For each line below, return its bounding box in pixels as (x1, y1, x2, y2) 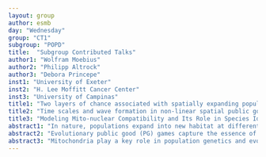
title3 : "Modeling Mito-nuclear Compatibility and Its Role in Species (8, 115, 249, 123)
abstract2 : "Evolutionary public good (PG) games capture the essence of (8, 129, 257, 137)
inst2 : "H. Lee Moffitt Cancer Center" (8, 85, 140, 94)
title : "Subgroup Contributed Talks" (8, 48, 136, 56)
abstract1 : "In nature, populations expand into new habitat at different (8, 122, 260, 130)
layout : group (8, 11, 55, 20)
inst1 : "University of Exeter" (8, 78, 112, 86)
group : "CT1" (8, 33, 51, 42)
